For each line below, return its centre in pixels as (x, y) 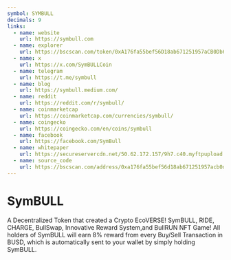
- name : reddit (35, 97)
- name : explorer (38, 45)
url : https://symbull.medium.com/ (69, 90)
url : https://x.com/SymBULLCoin (66, 65)
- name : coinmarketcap (46, 109)
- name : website (36, 33)
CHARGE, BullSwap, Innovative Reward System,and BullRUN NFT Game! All (114, 227)
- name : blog (32, 84)
